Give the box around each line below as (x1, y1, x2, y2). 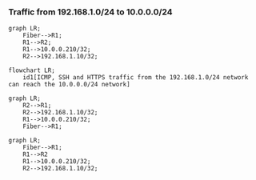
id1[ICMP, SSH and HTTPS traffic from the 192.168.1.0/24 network (22, 74, 249, 82)
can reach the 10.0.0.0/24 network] (8, 81, 130, 89)
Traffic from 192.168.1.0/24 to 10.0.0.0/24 (8, 6, 174, 18)
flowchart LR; (8, 66, 56, 74)
